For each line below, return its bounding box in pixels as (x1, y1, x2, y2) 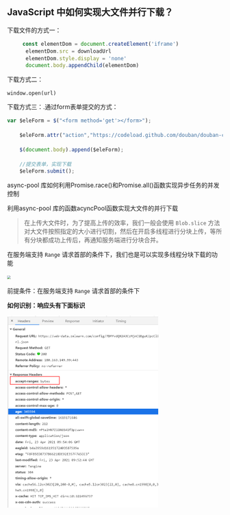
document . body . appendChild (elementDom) (25, 62, 139, 69)
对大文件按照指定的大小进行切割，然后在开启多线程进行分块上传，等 (23, 227, 216, 236)
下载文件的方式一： (7, 26, 62, 34)
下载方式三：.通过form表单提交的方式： (7, 103, 118, 111)
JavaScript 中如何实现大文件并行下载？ (7, 6, 174, 18)
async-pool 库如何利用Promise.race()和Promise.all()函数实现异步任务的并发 (7, 181, 220, 190)
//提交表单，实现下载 (19, 160, 72, 168)
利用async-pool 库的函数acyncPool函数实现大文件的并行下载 (7, 204, 179, 212)
